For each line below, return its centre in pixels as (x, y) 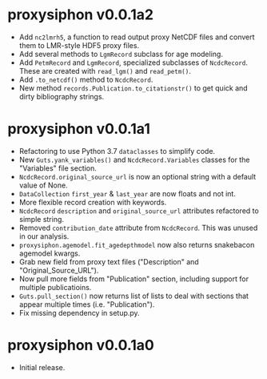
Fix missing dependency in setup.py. (80, 312)
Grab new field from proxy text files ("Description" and (109, 261)
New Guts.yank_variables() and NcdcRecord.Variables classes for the (134, 159)
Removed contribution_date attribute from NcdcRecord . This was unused (138, 228)
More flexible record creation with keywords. (93, 202)
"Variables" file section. (58, 168)
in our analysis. (44, 236)
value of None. (44, 185)
